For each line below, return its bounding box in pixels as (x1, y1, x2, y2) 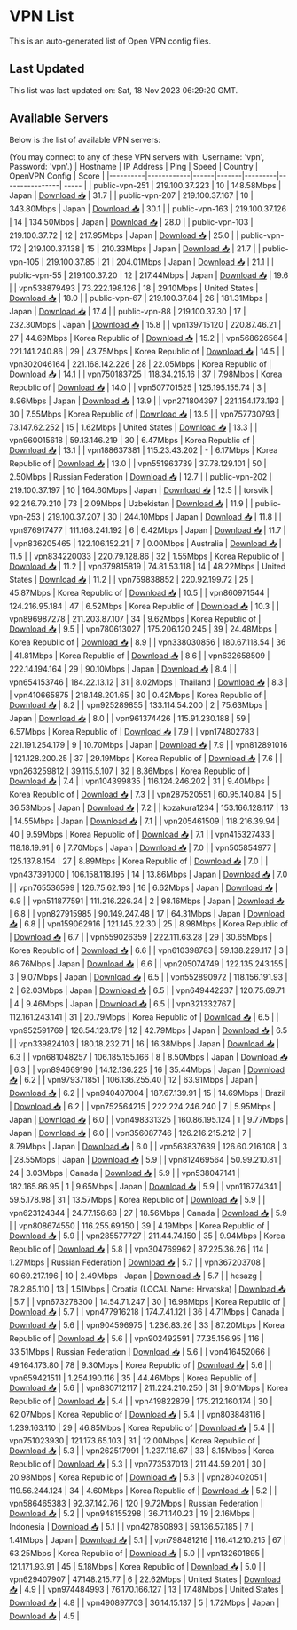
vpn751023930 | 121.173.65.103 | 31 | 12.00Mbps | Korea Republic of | (9, 1435, 261, 1445)
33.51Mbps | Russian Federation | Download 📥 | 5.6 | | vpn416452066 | (9, 1346, 270, 1356)
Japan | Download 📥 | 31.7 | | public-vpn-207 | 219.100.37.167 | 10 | (9, 189, 254, 201)
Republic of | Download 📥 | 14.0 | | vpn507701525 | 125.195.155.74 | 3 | (9, 382, 267, 393)
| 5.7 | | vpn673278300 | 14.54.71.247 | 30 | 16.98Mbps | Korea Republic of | (9, 1296, 285, 1307)
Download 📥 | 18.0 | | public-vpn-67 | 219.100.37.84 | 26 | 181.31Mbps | (9, 292, 269, 303)
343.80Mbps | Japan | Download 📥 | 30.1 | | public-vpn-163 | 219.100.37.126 (9, 203, 287, 214)
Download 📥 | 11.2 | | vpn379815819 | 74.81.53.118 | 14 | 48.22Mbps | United (9, 561, 286, 571)
